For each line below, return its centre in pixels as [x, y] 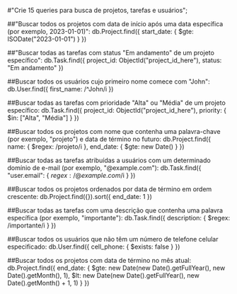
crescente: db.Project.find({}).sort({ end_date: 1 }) [80, 197]
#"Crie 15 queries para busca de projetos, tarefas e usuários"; [98, 10]
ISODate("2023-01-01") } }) [47, 39]
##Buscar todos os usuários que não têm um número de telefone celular [113, 239]
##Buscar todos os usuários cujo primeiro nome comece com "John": [109, 81]
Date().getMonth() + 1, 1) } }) [48, 283]
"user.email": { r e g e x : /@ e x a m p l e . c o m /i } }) [71, 175]
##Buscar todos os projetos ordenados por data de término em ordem [110, 189]
